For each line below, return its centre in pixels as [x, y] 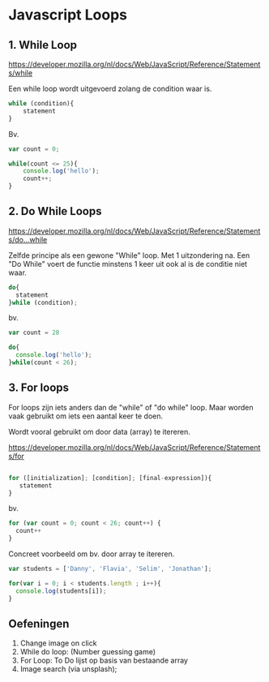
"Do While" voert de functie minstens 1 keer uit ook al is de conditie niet [128, 264]
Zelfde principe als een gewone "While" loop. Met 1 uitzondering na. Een [129, 255]
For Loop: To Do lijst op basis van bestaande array [104, 661]
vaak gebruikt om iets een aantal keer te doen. [86, 416]
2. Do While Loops [55, 211]
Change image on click [58, 643]
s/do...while [28, 239]
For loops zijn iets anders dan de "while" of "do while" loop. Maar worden [131, 407]
